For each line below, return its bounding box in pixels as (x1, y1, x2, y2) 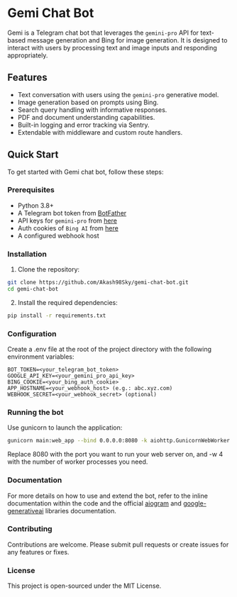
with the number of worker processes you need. (7, 457, 148, 466)
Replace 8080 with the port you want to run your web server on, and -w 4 (7, 450, 224, 459)
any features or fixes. (7, 547, 70, 556)
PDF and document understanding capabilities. (17, 113, 155, 121)
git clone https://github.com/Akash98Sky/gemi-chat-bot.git (7, 279, 189, 286)
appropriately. (7, 51, 48, 60)
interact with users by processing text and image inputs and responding (7, 43, 218, 52)
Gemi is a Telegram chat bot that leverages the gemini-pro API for (7, 28, 199, 37)
